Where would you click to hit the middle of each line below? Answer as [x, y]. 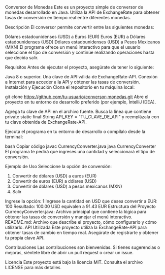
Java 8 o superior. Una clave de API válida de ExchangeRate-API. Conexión [81, 77]
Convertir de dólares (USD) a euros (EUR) [54, 176]
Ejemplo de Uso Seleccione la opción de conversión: [58, 166]
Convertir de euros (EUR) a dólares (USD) [54, 181]
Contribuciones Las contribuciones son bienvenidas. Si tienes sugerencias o [82, 247]
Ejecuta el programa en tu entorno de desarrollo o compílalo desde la [75, 132]
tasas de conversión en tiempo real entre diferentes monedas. [68, 17]
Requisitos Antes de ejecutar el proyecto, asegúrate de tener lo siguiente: [80, 67]
